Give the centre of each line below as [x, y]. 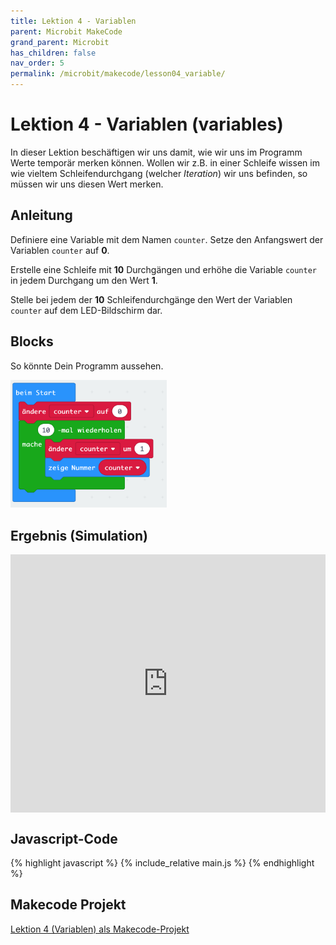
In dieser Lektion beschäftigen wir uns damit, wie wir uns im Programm [156, 152]
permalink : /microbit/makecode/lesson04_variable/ [118, 74]
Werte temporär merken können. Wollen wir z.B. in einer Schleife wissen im [165, 162]
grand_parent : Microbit [60, 42]
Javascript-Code [64, 838]
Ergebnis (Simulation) [79, 535]
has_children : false [53, 53]
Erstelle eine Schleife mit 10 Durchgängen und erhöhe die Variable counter [164, 269]
